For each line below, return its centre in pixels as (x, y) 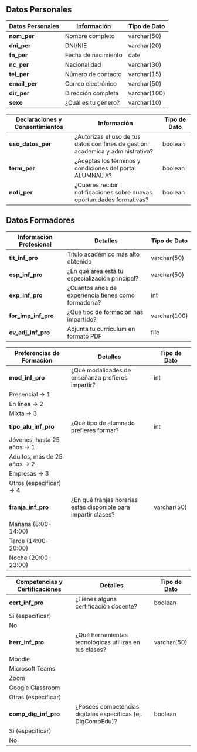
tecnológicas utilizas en (108, 642)
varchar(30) (145, 64)
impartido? (82, 319)
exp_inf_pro (26, 295)
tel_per (19, 74)
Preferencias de (37, 353)
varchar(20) (145, 45)
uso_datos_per (30, 144)
